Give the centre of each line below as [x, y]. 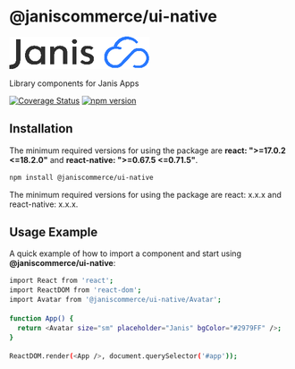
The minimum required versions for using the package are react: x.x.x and [145, 194]
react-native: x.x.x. [44, 204]
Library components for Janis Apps [74, 83]
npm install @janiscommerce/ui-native [81, 177]
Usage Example [54, 232]
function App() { [42, 318]
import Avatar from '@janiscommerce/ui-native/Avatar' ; [115, 300]
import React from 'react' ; [62, 281]
